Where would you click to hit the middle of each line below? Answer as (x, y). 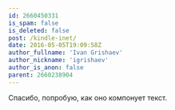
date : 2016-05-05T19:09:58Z (55, 45)
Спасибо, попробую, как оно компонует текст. (88, 97)
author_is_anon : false (46, 68)
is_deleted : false (39, 30)
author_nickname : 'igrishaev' (59, 61)
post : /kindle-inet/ (43, 38)
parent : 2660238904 (41, 75)
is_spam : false (34, 23)
